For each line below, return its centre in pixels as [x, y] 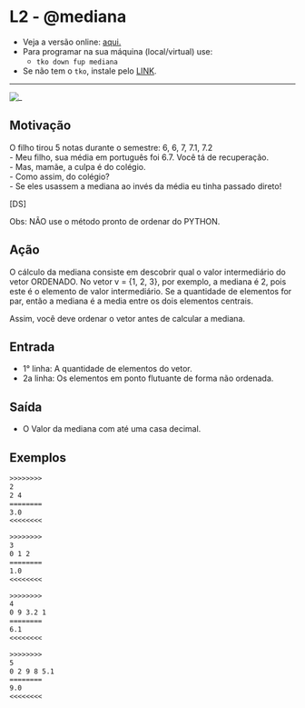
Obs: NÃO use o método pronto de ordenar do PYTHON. [115, 221]
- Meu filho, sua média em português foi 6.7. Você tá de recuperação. [139, 157]
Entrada [32, 347]
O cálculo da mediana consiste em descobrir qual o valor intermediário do [148, 272]
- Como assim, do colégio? [60, 176]
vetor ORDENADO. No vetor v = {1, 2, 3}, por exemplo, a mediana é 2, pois [148, 281]
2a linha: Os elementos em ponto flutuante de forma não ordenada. [148, 378]
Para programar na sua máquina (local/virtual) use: [118, 51]
